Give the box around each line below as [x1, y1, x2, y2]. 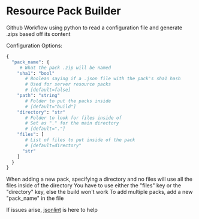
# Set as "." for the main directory [25, 120, 119, 126]
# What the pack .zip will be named [19, 65, 111, 71]
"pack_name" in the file [6, 194, 64, 202]
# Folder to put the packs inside [25, 98, 111, 104]
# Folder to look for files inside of [25, 115, 122, 121]
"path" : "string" [17, 93, 61, 99]
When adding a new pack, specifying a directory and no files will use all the [6, 175, 193, 183]
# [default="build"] [25, 104, 77, 109]
